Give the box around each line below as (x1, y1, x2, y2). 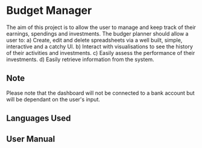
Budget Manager (6, 4, 92, 18)
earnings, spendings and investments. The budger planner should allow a (6, 30, 189, 37)
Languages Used (6, 113, 71, 124)
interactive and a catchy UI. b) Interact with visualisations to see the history (6, 43, 193, 50)
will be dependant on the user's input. (6, 95, 101, 103)
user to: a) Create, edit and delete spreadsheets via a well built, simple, (6, 36, 183, 43)
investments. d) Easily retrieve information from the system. (6, 56, 155, 63)
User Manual (6, 134, 55, 144)
